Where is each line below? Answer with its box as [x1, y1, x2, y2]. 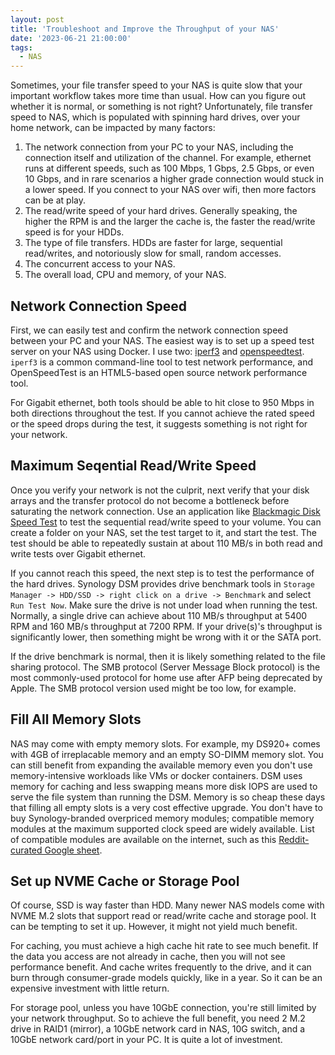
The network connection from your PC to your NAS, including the [24, 141, 294, 153]
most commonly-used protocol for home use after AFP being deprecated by [10, 671, 323, 683]
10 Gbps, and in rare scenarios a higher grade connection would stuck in [24, 173, 324, 185]
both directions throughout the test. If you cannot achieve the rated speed [10, 407, 315, 419]
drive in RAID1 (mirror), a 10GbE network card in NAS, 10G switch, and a [10, 1023, 306, 1035]
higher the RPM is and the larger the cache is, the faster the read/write [24, 216, 316, 228]
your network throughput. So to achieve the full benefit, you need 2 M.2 [10, 1012, 306, 1025]
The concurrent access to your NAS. [24, 258, 176, 270]
